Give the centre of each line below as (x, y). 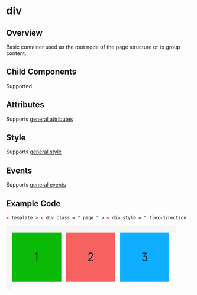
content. (16, 53)
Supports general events (36, 185)
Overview (25, 33)
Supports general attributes (40, 119)
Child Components (41, 72)
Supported (19, 86)
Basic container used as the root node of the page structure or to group (93, 47)
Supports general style (34, 152)
